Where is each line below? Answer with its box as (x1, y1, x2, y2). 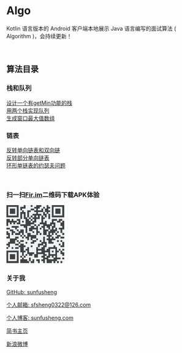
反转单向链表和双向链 (6, 146, 60, 153)
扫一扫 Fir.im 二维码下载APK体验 (6, 190, 100, 199)
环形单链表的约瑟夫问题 (6, 161, 66, 169)
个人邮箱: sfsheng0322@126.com (6, 301, 91, 308)
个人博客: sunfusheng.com (6, 314, 74, 321)
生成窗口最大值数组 (6, 114, 55, 122)
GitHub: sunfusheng (6, 288, 57, 295)
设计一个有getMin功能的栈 (6, 99, 72, 106)
